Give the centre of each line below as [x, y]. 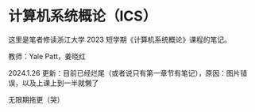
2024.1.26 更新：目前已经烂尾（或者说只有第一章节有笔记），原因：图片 [124, 73]
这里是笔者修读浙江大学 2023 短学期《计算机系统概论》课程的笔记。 [120, 39]
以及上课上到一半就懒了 [60, 83]
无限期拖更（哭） [36, 99]
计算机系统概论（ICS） [83, 16]
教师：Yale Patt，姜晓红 [47, 56]
